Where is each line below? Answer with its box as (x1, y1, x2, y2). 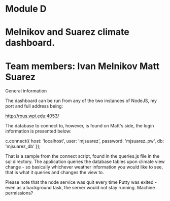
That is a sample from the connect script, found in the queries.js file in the (5, 153, 160, 159)
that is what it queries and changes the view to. (5, 170, 104, 176)
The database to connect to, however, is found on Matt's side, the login (5, 123, 154, 129)
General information (5, 88, 47, 94)
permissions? (5, 190, 33, 196)
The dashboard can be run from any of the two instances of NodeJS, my (5, 97, 157, 104)
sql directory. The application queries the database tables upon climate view (5, 158, 165, 165)
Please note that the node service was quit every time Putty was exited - (5, 179, 157, 185)
